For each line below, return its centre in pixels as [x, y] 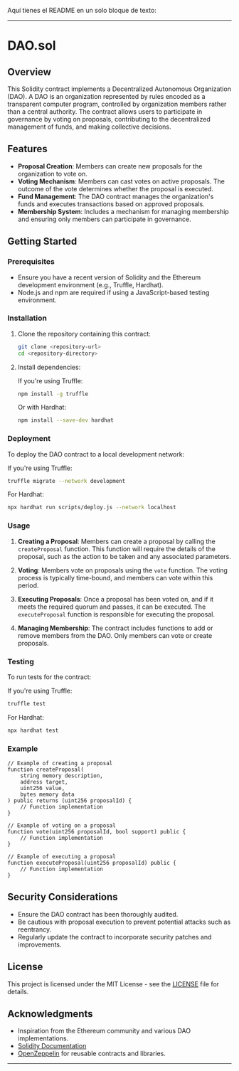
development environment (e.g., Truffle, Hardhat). [90, 284]
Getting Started [42, 241]
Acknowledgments [51, 1014]
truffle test [27, 703]
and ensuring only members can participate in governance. [104, 219]
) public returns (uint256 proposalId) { [70, 800]
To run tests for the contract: [49, 677]
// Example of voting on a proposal [62, 825]
